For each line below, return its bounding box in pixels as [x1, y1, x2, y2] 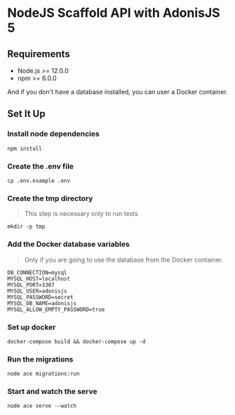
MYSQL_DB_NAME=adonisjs [7, 300, 77, 307]
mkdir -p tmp [7, 223, 46, 230]
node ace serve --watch [7, 402, 77, 409]
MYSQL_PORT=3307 [7, 281, 55, 288]
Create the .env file [7, 161, 74, 171]
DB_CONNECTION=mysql [7, 269, 68, 276]
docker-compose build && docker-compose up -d [7, 338, 146, 345]
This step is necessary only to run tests [24, 210, 138, 218]
